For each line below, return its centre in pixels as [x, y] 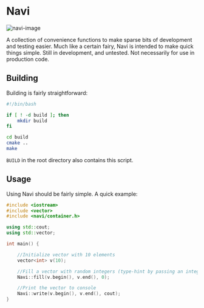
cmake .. [17, 143]
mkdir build [32, 121]
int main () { [23, 244]
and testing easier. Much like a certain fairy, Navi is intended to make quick [100, 46]
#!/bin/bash [21, 104]
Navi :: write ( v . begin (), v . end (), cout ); [69, 294]
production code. [28, 59]
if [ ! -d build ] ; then [38, 115]
